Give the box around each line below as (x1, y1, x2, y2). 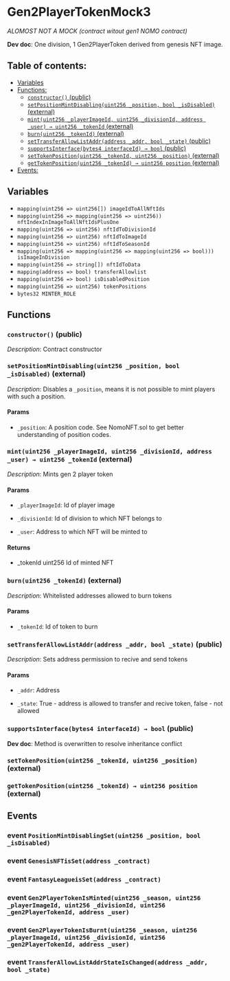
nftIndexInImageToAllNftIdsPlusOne (16, 218, 119, 225)
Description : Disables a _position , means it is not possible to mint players (7, 385, 216, 393)
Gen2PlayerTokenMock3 (7, 4, 151, 20)
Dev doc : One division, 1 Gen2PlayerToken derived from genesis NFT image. (7, 40, 223, 48)
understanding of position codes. (16, 430, 111, 438)
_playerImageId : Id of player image (16, 501, 115, 509)
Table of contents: (7, 60, 87, 72)
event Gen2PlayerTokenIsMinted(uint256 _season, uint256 (7, 892, 201, 902)
